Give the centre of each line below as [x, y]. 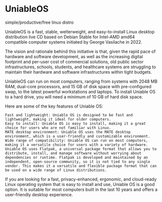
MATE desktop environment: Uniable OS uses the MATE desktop [68, 132]
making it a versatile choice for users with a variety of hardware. [77, 145]
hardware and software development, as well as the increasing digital [74, 56]
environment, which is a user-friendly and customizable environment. [78, 136]
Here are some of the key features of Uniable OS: [54, 106]
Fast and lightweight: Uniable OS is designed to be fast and [69, 115]
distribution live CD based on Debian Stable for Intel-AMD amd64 [70, 37]
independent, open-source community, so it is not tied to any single [78, 162]
